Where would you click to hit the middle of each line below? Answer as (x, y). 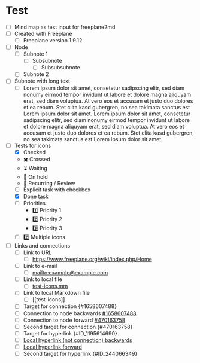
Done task (36, 196)
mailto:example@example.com (70, 273)
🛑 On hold (36, 176)
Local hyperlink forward (52, 347)
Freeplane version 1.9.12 (53, 41)
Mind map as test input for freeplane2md (65, 27)
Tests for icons (33, 145)
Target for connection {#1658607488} (70, 306)
